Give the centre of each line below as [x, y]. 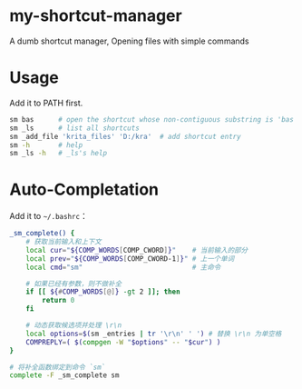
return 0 [58, 301]
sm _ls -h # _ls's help [58, 154]
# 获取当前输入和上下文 [63, 242]
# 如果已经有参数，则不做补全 [74, 284]
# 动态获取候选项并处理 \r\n [74, 325]
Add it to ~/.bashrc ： [49, 216]
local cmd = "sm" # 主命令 [123, 267]
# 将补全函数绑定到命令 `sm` [58, 367]
